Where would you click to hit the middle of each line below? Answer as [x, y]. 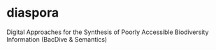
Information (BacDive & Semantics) [57, 39]
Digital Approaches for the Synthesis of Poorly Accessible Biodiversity [108, 32]
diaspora [33, 13]
